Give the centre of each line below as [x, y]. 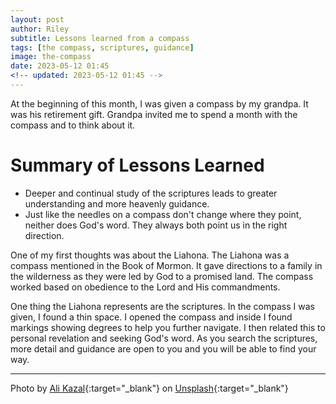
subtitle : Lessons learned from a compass [100, 38]
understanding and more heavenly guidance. [117, 203]
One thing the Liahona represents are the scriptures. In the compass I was [162, 306]
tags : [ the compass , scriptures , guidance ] [102, 47]
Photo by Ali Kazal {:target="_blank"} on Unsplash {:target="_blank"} [149, 388]
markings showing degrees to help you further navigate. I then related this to [168, 327]
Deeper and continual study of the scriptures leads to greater [151, 193]
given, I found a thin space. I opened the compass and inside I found [151, 317]
